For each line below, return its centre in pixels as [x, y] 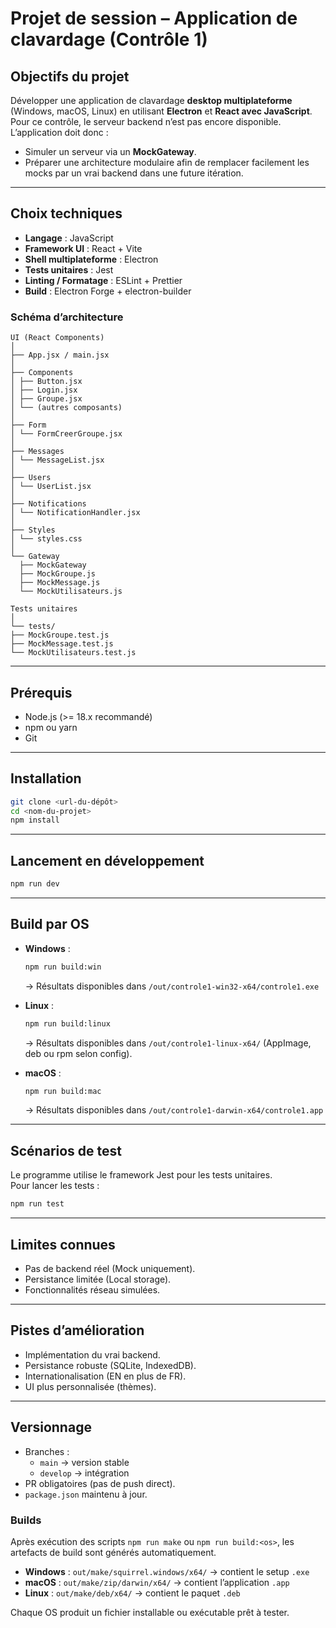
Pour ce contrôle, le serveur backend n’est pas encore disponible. [146, 121]
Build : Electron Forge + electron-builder [108, 291]
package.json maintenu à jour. [86, 1494]
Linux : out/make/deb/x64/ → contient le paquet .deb [132, 1593]
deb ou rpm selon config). [78, 1053]
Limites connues [63, 1244]
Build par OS [50, 924]
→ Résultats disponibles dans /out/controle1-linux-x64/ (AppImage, [168, 1043]
